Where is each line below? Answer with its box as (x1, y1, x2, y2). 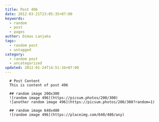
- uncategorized (9, 61, 42, 66)
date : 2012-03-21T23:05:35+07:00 (5, 12, 73, 16)
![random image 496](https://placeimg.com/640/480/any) (9, 112, 125, 117)
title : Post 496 (5, 7, 38, 12)
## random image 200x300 (9, 91, 60, 96)
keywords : (5, 16, 25, 21)
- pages (9, 29, 25, 34)
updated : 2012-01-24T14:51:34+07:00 (5, 66, 79, 70)
